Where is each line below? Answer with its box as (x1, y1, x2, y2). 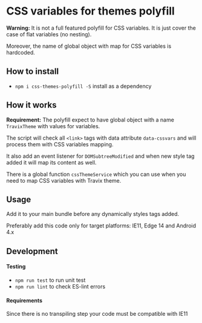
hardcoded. (6, 48, 35, 56)
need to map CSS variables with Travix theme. (6, 177, 122, 184)
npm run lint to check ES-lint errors (15, 282, 106, 290)
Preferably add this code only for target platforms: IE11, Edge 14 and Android (6, 222, 197, 229)
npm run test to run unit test (15, 276, 86, 284)
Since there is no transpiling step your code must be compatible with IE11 (6, 310, 188, 318)
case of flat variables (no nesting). (6, 30, 92, 38)
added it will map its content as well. (6, 158, 97, 166)
